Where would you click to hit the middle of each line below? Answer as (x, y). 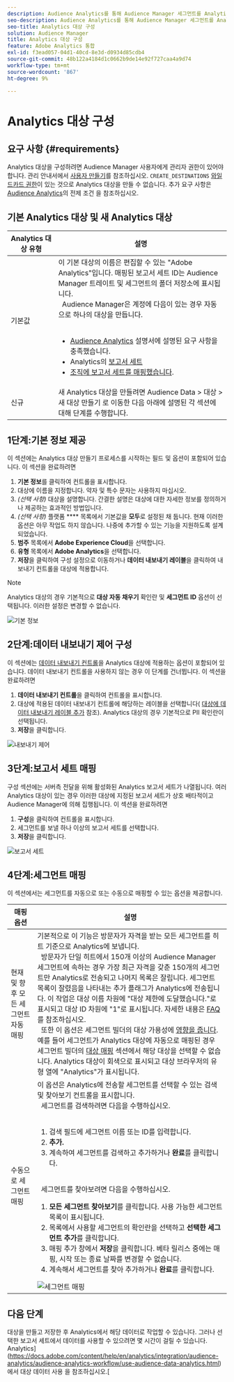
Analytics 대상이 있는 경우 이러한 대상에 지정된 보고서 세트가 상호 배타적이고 (110, 795)
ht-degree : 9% (28, 78)
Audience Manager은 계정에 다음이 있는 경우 (132, 304)
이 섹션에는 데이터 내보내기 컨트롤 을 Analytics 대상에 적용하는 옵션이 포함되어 (112, 662)
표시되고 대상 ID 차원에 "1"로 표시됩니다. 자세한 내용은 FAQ (129, 1009)
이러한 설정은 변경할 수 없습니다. (77, 606)
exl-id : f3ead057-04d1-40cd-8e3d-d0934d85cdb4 (76, 53)
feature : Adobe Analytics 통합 (51, 46)
